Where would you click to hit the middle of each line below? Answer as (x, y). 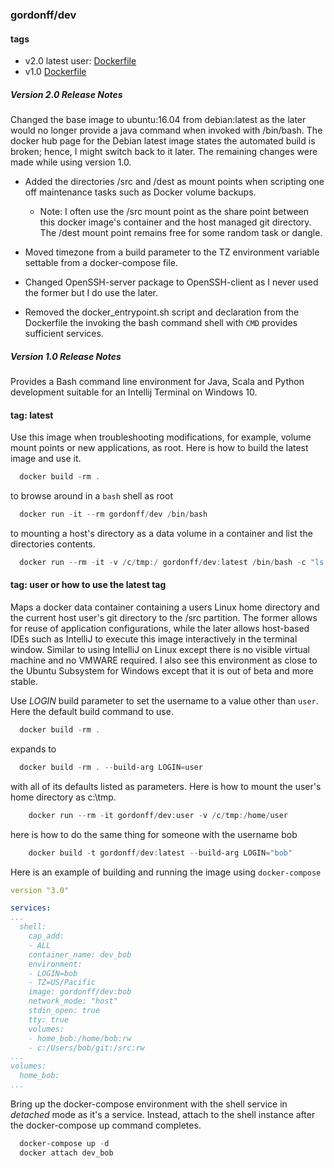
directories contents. (53, 544)
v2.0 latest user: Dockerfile (80, 61)
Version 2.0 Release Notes (66, 94)
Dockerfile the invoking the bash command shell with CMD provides (161, 323)
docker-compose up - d (64, 1143)
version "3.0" (40, 890)
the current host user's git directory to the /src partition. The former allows (164, 618)
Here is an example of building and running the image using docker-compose (166, 872)
